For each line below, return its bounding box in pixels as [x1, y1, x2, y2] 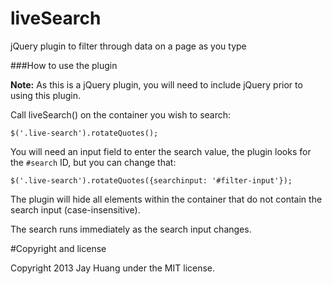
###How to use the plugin [10, 59, 118, 71]
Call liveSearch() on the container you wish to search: [10, 108, 232, 121]
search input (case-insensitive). [10, 203, 141, 216]
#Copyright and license [10, 242, 107, 254]
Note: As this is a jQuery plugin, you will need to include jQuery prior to [10, 78, 303, 91]
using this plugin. [10, 89, 81, 101]
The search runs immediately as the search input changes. [10, 223, 252, 235]
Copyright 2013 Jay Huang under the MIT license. [10, 262, 216, 274]
